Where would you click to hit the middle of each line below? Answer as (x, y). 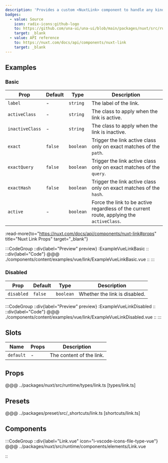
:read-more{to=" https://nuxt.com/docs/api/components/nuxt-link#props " (81, 234)
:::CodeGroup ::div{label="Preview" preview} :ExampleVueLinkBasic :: (77, 249)
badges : (13, 15)
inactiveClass (24, 129)
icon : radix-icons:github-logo (47, 24)
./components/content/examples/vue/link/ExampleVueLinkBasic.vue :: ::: (80, 260)
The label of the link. (115, 103)
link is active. (107, 118)
